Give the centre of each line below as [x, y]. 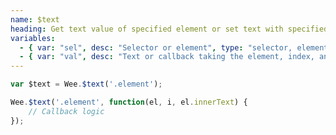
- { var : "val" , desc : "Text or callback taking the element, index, [167, 57]
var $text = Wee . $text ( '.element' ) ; [86, 84]
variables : [33, 38]
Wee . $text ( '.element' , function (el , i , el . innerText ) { [129, 102]
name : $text [35, 19]
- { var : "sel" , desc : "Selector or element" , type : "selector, [156, 47]
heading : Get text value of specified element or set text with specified [169, 29]
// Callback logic [66, 111]
